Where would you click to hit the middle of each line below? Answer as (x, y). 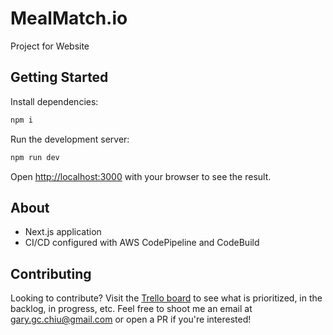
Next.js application (63, 232)
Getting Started (59, 77)
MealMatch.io (69, 18)
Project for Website (50, 46)
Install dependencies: (54, 101)
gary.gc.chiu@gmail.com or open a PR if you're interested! (131, 319)
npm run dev (35, 157)
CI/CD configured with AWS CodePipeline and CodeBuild (142, 243)
